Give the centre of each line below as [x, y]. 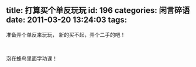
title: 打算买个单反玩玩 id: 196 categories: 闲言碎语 [98, 10]
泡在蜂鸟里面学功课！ [32, 58]
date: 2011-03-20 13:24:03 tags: [67, 20]
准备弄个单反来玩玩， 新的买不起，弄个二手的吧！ [66, 34]
